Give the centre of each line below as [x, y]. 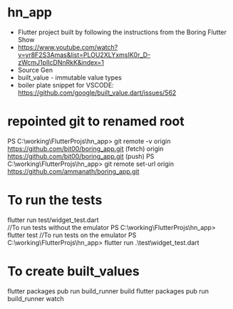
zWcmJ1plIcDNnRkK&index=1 [61, 62]
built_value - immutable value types [70, 77]
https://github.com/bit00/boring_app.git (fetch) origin [86, 148]
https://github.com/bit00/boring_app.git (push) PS [81, 156]
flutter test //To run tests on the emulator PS [72, 235]
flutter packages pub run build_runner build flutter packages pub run [108, 291]
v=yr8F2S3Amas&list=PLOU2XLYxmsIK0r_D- [84, 55]
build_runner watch [36, 298]
